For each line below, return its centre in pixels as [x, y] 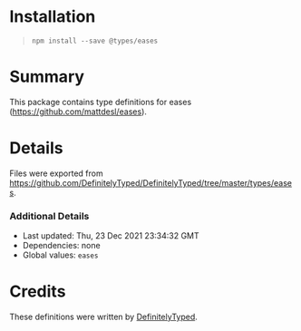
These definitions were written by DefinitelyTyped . [103, 317]
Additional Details [49, 216]
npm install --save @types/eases [95, 41]
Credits [38, 292]
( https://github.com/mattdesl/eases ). [78, 112]
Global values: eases [60, 255]
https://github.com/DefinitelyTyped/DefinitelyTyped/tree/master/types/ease [151, 182]
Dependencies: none [62, 246]
